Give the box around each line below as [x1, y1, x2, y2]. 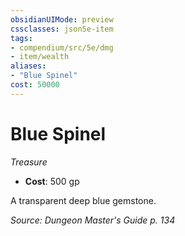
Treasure [10, 156, 48, 168]
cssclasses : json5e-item [10, 24, 114, 34]
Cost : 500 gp [24, 175, 80, 187]
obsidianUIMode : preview [10, 14, 114, 25]
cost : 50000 [10, 80, 60, 90]
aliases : [10, 61, 47, 71]
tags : [10, 33, 33, 43]
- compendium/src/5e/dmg [10, 42, 114, 53]
